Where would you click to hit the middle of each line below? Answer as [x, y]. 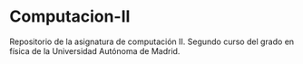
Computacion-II [70, 17]
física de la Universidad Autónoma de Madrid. [95, 50]
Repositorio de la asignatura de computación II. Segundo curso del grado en [152, 41]
